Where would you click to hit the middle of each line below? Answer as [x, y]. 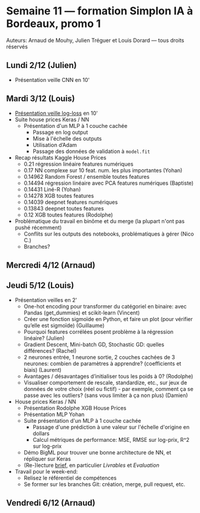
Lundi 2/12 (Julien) [41, 65]
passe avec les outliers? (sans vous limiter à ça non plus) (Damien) [106, 395]
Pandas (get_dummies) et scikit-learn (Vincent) [82, 313]
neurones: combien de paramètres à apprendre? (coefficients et [102, 364]
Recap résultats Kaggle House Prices [60, 157]
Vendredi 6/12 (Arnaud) [51, 503]
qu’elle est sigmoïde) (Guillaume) [64, 325]
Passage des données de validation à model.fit [91, 151]
